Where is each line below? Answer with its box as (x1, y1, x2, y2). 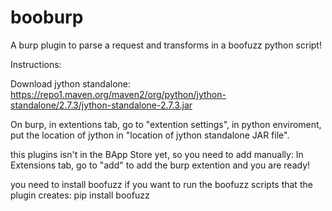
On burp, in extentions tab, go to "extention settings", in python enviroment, (10, 118, 322, 130)
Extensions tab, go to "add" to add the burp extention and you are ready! (10, 159, 311, 171)
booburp (10, 6, 84, 29)
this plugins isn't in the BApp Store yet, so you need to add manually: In (10, 148, 304, 160)
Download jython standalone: (10, 77, 132, 90)
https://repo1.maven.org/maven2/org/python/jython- (10, 88, 227, 100)
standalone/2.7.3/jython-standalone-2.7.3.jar (10, 99, 193, 111)
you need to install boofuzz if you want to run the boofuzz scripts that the (10, 178, 313, 190)
